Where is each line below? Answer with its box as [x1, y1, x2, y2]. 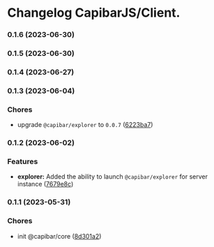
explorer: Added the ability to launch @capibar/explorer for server [17, 172, 208, 181]
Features [7, 157, 38, 167]
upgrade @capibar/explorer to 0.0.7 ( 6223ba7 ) [17, 121, 153, 129]
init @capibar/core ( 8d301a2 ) [17, 232, 102, 240]
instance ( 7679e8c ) [17, 180, 74, 188]
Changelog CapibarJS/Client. [7, 5, 181, 21]
